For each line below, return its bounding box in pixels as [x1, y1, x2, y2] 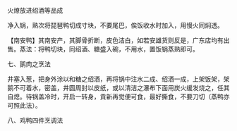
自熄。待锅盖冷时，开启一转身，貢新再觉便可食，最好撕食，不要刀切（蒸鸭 [7, 92, 224, 101]
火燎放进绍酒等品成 [7, 6, 63, 14]
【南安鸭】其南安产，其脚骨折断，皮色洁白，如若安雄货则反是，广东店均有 [7, 36, 224, 44]
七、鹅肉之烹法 [7, 60, 51, 68]
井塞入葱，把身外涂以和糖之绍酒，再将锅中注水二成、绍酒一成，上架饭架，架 [7, 75, 230, 83]
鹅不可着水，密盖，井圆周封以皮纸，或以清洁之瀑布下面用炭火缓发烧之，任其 [7, 84, 230, 92]
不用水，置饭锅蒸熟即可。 [124, 45, 199, 53]
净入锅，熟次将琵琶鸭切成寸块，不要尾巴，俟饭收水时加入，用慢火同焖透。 [7, 21, 224, 30]
